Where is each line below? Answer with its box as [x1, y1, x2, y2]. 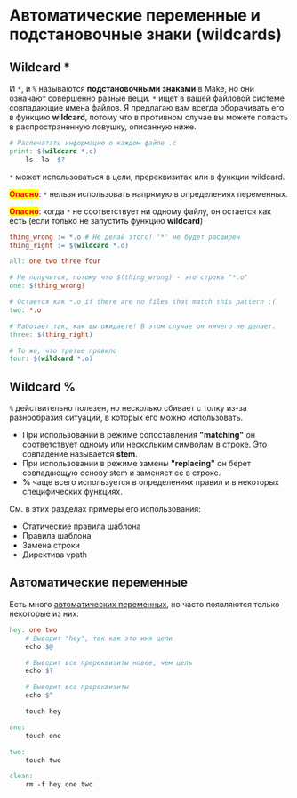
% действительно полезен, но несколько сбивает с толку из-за [9, 403, 247, 414]
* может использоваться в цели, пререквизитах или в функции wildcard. [9, 171, 285, 182]
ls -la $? [25, 155, 66, 164]
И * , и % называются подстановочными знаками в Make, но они [9, 84, 255, 94]
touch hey [25, 707, 62, 716]
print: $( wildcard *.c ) [9, 146, 98, 156]
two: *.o [9, 305, 42, 315]
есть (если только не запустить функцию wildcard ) [9, 215, 203, 226]
